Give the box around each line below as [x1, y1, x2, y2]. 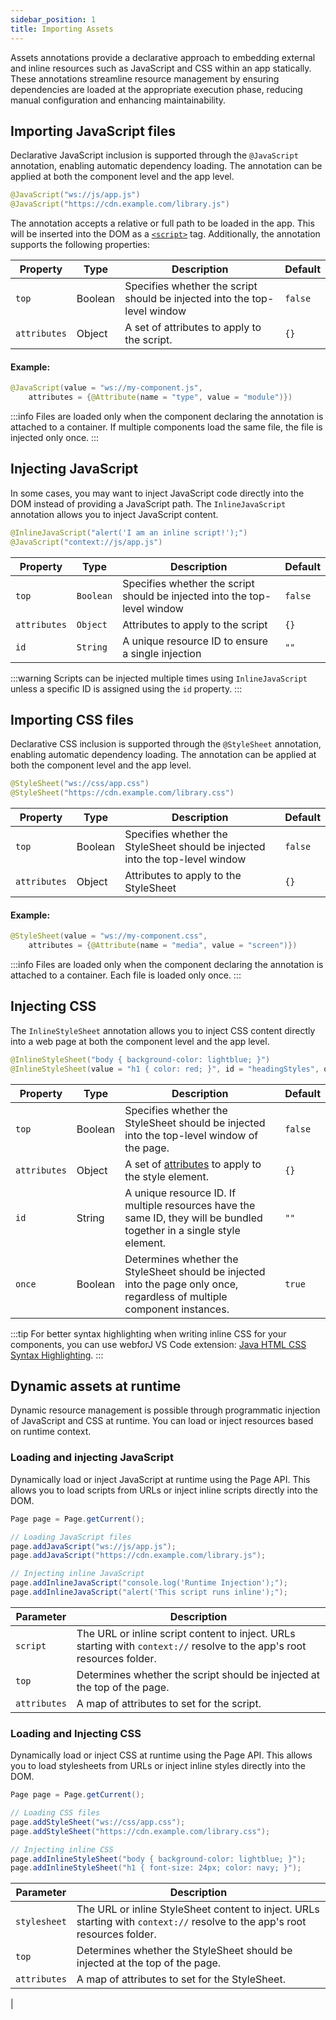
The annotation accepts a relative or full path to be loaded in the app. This [10, 217, 315, 230]
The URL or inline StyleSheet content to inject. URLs [76, 1902, 320, 1916]
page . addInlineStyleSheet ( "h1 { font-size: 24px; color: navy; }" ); [10, 1863, 302, 1873]
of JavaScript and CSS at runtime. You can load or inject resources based [10, 1415, 314, 1427]
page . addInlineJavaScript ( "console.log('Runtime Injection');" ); [10, 1578, 288, 1588]
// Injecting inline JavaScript [10, 1569, 145, 1579]
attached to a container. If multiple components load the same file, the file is [10, 421, 323, 433]
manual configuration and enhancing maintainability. [10, 94, 227, 106]
